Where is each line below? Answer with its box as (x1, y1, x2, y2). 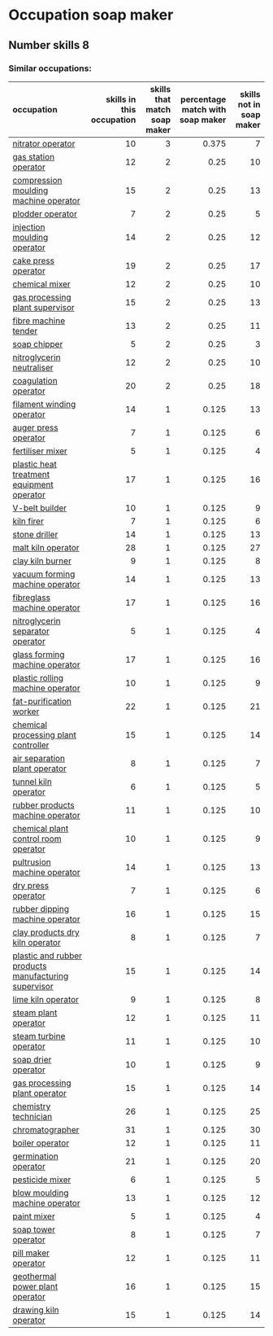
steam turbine (12, 1030, 66, 1041)
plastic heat (12, 458, 57, 470)
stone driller (12, 528, 58, 540)
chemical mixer (12, 278, 71, 290)
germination (12, 1150, 58, 1162)
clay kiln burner (12, 555, 71, 567)
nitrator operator (12, 138, 76, 149)
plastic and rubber (12, 950, 83, 961)
